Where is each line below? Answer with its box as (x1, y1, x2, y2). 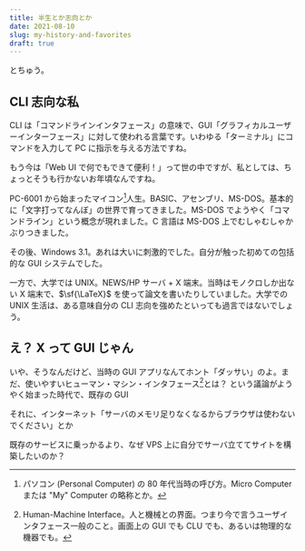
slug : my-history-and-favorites (9, 30, 132, 39)
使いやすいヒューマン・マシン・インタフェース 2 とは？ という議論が (25, 376, 278, 389)
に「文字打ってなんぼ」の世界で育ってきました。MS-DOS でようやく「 (9, 204, 274, 215)
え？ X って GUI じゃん (9, 340, 134, 356)
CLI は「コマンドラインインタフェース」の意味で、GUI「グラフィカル (9, 120, 268, 131)
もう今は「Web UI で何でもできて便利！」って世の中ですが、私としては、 (9, 162, 284, 173)
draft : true (9, 38, 54, 48)
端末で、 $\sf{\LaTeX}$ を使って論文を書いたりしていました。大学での (26, 288, 289, 299)
